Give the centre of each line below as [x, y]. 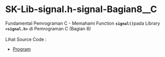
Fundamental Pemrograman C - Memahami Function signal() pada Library [83, 23]
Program [22, 49]
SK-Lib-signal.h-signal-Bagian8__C [81, 9]
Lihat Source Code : [26, 39]
